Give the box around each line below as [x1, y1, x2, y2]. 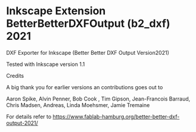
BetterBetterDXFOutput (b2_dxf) [6, 17, 171, 30]
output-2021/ [6, 119, 39, 126]
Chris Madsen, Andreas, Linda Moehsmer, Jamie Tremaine [6, 101, 150, 108]
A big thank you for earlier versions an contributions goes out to [6, 83, 163, 90]
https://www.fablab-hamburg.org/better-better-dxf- [52, 113, 180, 120]
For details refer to [6, 113, 52, 120]
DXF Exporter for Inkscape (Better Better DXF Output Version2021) [6, 49, 170, 56]
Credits [6, 72, 24, 79]
